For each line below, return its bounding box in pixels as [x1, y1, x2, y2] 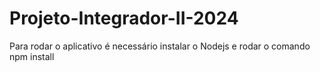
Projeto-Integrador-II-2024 [9, 7, 239, 30]
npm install [9, 50, 55, 62]
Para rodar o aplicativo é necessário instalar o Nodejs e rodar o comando [9, 40, 311, 52]
